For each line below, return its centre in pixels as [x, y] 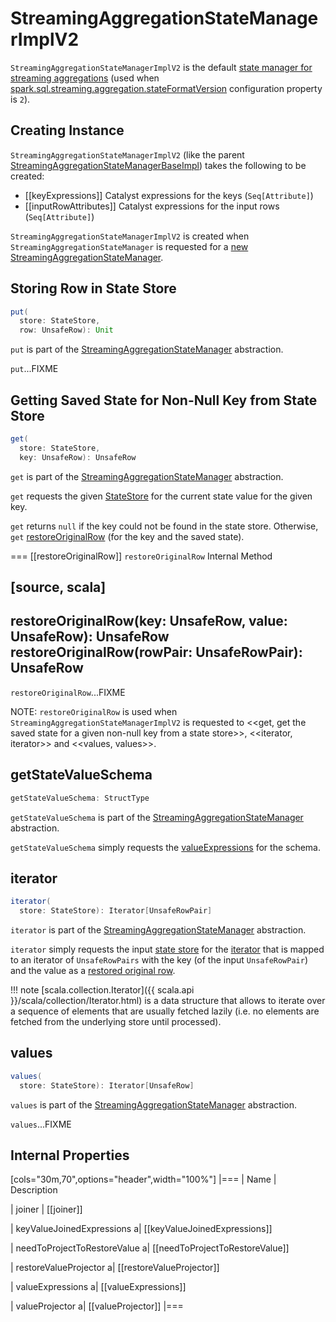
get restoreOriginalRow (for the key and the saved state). [127, 536]
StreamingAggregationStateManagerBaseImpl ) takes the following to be [158, 165]
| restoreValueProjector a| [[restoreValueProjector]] [115, 1268]
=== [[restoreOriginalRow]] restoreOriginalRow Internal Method [141, 556]
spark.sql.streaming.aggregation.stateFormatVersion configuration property [166, 88]
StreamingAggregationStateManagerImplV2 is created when [130, 236]
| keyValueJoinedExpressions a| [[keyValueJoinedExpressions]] [141, 1229]
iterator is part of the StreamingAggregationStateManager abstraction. [158, 930]
